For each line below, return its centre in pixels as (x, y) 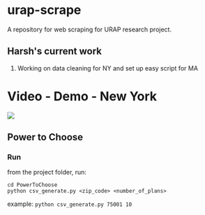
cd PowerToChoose (32, 185)
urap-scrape (44, 10)
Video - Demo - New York (82, 96)
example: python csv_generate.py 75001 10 (70, 204)
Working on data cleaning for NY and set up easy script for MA (108, 68)
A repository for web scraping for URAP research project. (90, 29)
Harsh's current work (55, 51)
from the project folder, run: (47, 172)
